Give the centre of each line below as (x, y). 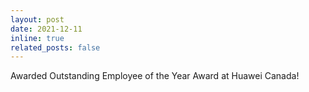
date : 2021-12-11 (46, 29)
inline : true (37, 38)
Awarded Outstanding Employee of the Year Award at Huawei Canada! (155, 76)
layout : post (37, 19)
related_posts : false (55, 47)
